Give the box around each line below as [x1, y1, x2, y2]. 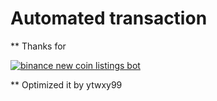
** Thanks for [10, 40, 67, 52]
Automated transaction [10, 7, 208, 30]
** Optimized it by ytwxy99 [10, 78, 123, 91]
